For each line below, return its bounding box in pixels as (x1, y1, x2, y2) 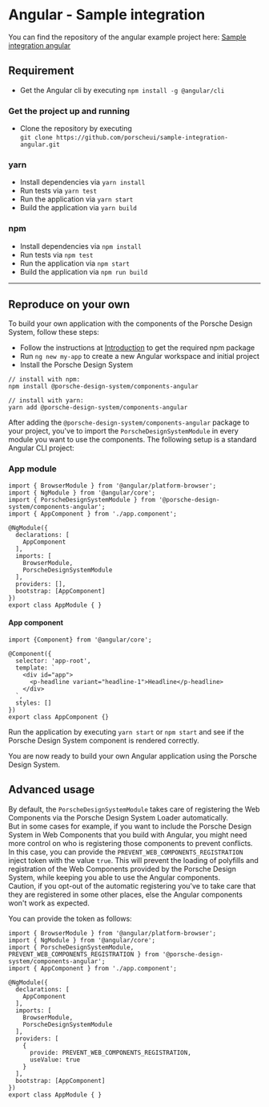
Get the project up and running (8, 105, 130, 116)
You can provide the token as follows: (8, 914, 132, 923)
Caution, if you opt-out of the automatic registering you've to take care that (8, 881, 256, 890)
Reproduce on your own (8, 298, 130, 311)
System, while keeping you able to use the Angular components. (8, 873, 221, 882)
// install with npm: (8, 376, 81, 384)
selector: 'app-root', (15, 657, 91, 665)
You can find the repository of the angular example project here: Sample (8, 32, 247, 42)
